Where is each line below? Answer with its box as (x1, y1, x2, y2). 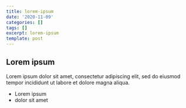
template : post (6, 36, 43, 41)
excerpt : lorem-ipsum (6, 30, 59, 36)
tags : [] (6, 25, 28, 31)
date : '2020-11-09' (6, 14, 54, 20)
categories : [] (6, 19, 43, 25)
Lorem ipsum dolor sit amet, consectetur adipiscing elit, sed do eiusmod (6, 72, 181, 79)
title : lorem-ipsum (6, 8, 54, 15)
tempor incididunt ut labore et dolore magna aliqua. (6, 79, 130, 86)
